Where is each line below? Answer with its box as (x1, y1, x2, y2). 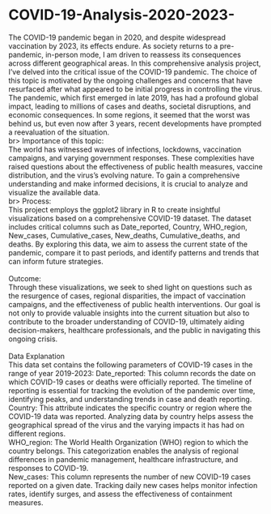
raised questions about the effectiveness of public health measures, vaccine (8, 161, 263, 171)
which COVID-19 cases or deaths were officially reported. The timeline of (8, 377, 252, 387)
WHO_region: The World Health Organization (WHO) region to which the (8, 437, 249, 447)
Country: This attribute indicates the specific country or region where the (8, 403, 252, 413)
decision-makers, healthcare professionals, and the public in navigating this (8, 325, 261, 335)
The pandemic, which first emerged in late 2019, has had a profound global (8, 92, 259, 102)
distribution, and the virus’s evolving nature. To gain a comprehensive (8, 170, 240, 180)
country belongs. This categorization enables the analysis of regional (8, 446, 239, 456)
